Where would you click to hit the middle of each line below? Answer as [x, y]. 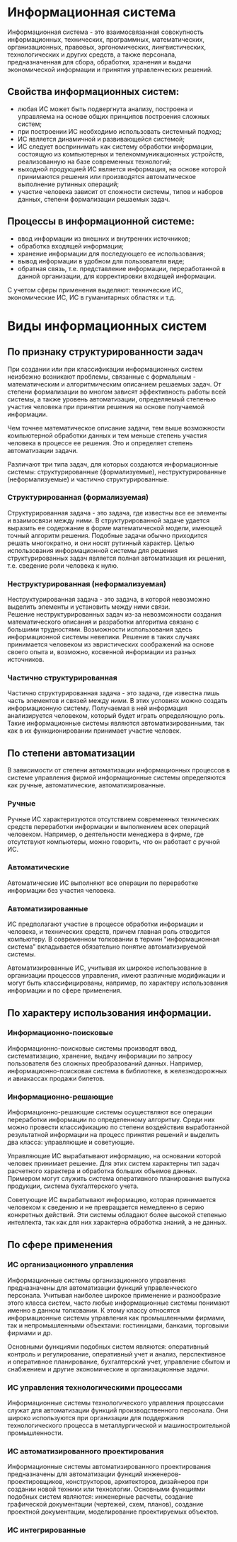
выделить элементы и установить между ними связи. [89, 607]
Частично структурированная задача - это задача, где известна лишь [114, 693]
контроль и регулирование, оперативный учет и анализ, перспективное [117, 1354]
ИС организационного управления [70, 1264]
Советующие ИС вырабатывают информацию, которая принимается [112, 1200]
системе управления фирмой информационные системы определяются [117, 778]
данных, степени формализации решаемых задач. [94, 199]
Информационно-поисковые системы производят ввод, [92, 1048]
